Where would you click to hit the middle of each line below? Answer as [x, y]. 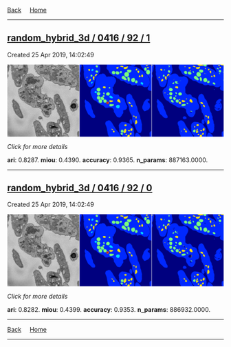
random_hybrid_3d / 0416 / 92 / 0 [80, 188]
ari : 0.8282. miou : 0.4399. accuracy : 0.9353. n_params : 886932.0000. [109, 310]
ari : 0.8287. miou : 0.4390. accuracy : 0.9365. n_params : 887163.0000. [108, 160]
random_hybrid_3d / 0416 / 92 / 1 [79, 38]
